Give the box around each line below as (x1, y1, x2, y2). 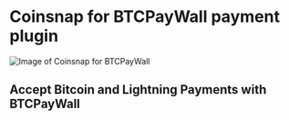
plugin (9, 25, 59, 46)
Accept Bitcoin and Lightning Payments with (9, 82, 267, 97)
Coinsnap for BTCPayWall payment (9, 6, 281, 27)
